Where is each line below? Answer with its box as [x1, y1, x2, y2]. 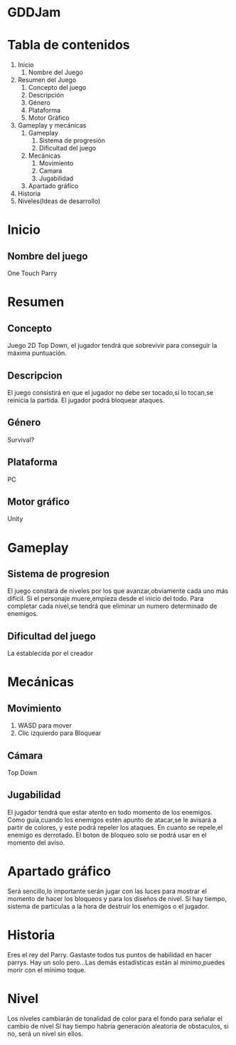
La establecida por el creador [7, 649, 94, 658]
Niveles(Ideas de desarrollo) [17, 197, 101, 205]
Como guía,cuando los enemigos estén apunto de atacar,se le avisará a [7, 815, 217, 824]
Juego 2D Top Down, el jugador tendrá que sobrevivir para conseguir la [7, 341, 218, 350]
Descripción [28, 91, 64, 100]
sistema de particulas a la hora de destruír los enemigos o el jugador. [7, 902, 210, 910]
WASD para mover [17, 721, 73, 730]
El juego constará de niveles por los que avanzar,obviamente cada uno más [7, 587, 229, 595]
